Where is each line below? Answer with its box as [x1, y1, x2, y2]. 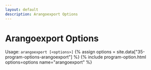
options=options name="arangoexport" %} [5, 59, 92, 65]
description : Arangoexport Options [5, 12, 78, 17]
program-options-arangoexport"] [5, 54, 73, 60]
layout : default [5, 7, 38, 12]
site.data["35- [116, 49, 145, 55]
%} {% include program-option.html [73, 54, 147, 60]
